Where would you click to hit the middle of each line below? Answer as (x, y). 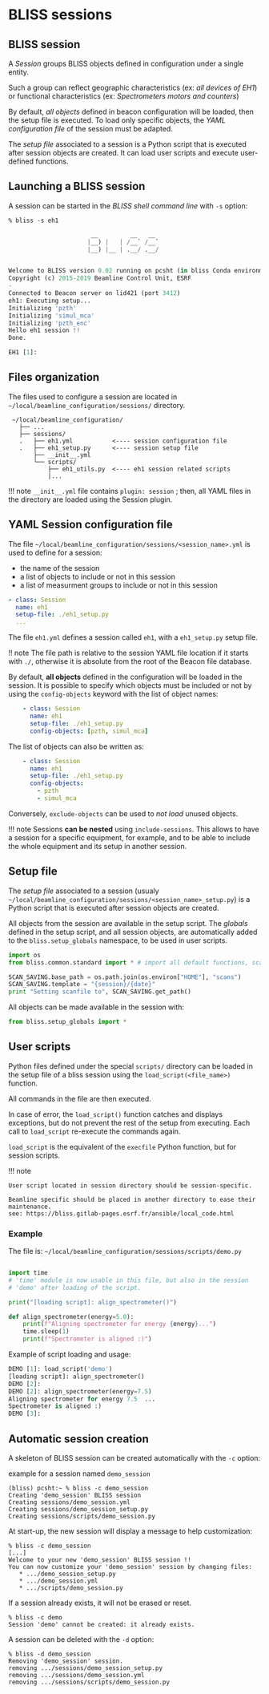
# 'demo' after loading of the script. (75, 1288)
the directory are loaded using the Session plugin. (90, 499)
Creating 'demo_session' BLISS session (75, 1496)
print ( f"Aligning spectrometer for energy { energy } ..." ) (120, 1324)
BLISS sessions (60, 15)
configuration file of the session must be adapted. (91, 129)
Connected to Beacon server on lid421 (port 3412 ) (94, 293)
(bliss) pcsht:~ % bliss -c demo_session (78, 1489)
